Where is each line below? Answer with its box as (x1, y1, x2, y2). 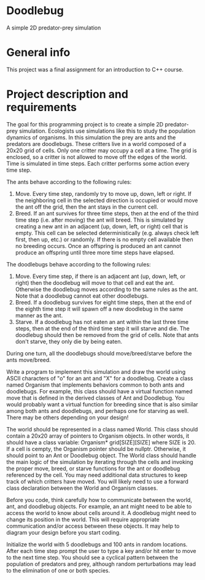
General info (6, 45, 71, 60)
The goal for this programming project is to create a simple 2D (6, 120, 164, 128)
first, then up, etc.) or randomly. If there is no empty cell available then (15, 236, 193, 243)
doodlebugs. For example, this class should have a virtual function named (6, 387, 193, 395)
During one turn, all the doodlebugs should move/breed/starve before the (6, 349, 192, 357)
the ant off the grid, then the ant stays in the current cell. (15, 203, 158, 211)
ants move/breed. (6, 356, 51, 363)
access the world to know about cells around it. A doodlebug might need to (6, 509, 196, 516)
